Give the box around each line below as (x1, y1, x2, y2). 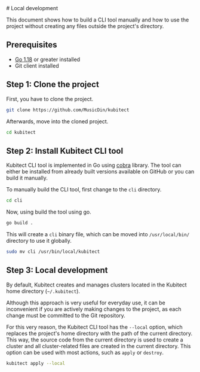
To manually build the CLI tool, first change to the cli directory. (6, 186, 162, 193)
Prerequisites (6, 40, 57, 50)
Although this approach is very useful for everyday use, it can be (6, 299, 165, 306)
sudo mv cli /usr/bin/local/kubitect (6, 248, 100, 255)
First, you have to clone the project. (6, 95, 94, 102)
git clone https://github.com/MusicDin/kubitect (6, 106, 130, 113)
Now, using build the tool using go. (6, 208, 91, 216)
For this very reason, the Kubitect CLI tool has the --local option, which (6, 323, 183, 330)
